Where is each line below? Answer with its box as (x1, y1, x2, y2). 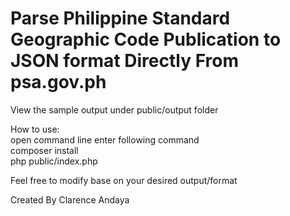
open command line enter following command (10, 133, 200, 146)
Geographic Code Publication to (10, 28, 282, 51)
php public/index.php (10, 155, 98, 167)
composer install (10, 144, 79, 156)
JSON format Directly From (10, 50, 239, 72)
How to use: (10, 123, 60, 135)
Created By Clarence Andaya (10, 193, 130, 206)
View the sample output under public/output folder (10, 103, 219, 116)
